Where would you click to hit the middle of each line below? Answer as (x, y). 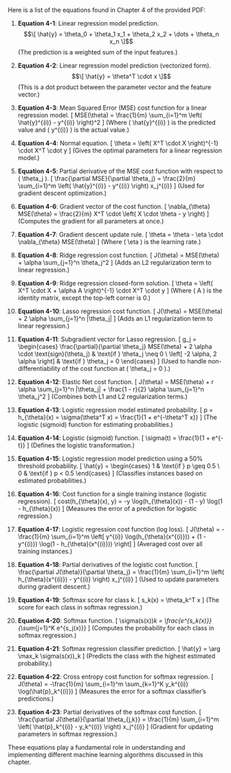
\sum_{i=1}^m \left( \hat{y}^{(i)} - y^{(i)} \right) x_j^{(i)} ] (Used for (111, 186)
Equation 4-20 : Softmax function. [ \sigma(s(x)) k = (90, 621)
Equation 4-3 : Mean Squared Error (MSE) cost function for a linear (112, 108)
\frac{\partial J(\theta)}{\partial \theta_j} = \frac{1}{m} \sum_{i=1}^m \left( (121, 572)
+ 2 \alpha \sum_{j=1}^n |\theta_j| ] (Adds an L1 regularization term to (115, 319)
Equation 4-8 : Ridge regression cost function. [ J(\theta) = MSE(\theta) (118, 255)
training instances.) (45, 551)
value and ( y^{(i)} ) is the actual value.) (74, 130)
